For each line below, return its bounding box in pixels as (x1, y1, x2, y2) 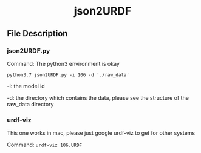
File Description (7, 28, 68, 39)
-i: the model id (7, 82, 45, 90)
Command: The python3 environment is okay (7, 60, 120, 67)
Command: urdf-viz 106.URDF (7, 141, 83, 149)
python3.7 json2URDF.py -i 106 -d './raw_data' (7, 71, 130, 78)
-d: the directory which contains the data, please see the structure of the (7, 94, 189, 101)
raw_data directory (7, 100, 54, 108)
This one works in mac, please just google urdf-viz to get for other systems (7, 129, 196, 137)
